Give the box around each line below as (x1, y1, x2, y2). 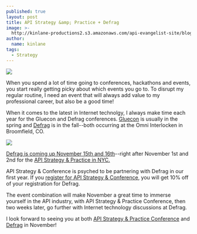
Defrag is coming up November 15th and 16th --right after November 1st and (6, 150, 189, 157)
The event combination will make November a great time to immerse (6, 191, 171, 198)
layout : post (6, 14, 38, 20)
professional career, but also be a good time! (6, 98, 114, 105)
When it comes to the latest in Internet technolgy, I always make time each (6, 109, 186, 116)
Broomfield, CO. (6, 128, 45, 135)
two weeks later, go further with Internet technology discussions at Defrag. (6, 204, 187, 211)
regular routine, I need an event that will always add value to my (6, 91, 160, 98)
